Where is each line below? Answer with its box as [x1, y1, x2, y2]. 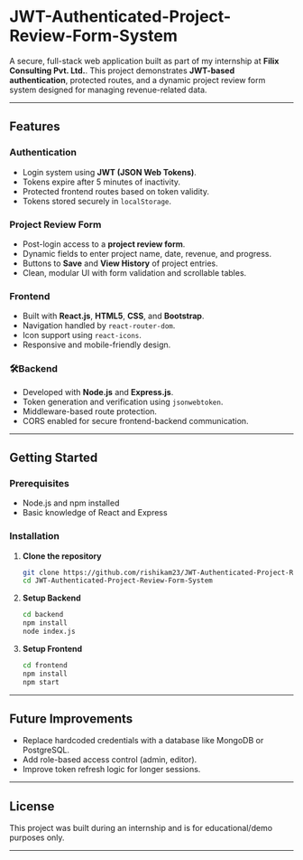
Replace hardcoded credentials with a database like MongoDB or [22, 735, 264, 746]
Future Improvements [9, 711, 133, 726]
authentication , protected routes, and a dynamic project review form [9, 74, 266, 85]
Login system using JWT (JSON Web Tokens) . [22, 166, 197, 177]
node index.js [22, 627, 76, 636]
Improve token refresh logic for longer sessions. [22, 764, 201, 775]
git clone [22, 568, 60, 577]
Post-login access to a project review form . [22, 238, 186, 250]
